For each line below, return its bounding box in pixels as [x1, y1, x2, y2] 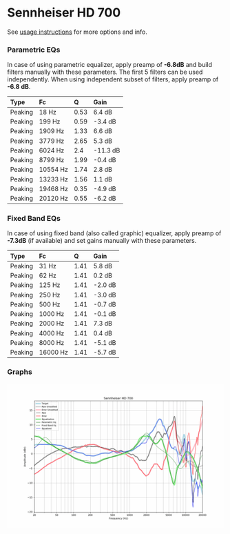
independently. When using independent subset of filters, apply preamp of [7, 75, 219, 83]
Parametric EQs [7, 45, 61, 55]
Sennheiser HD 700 [7, 5, 121, 21]
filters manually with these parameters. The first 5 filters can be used [7, 68, 203, 77]
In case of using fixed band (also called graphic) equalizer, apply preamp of [7, 229, 222, 237]
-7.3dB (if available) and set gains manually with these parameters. [7, 237, 197, 245]
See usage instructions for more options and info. [7, 28, 148, 36]
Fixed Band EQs [7, 213, 61, 223]
